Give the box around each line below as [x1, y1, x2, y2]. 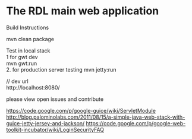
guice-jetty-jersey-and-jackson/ [6, 119, 85, 126]
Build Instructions [6, 24, 49, 31]
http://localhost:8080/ [6, 84, 61, 91]
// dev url [6, 78, 29, 85]
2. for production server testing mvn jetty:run [6, 66, 117, 73]
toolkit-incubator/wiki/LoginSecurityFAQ [6, 126, 105, 133]
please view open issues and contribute [6, 95, 104, 103]
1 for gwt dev [6, 53, 38, 60]
